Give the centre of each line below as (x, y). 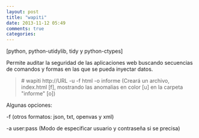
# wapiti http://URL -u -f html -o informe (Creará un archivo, (95, 81)
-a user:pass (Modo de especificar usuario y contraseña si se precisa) (93, 128)
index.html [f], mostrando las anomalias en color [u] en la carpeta (102, 87)
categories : (21, 34)
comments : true (25, 28)
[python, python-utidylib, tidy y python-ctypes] (65, 51)
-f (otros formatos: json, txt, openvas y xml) (60, 117)
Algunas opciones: (29, 105)
